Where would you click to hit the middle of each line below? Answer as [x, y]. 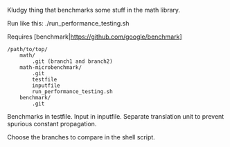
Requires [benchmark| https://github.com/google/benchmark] [95, 37]
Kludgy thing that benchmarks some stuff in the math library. [94, 10]
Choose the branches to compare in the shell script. [81, 137]
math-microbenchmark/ [51, 68]
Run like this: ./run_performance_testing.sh [68, 23]
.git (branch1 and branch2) [72, 61]
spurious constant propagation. [52, 124]
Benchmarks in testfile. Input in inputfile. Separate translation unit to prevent [116, 116]
